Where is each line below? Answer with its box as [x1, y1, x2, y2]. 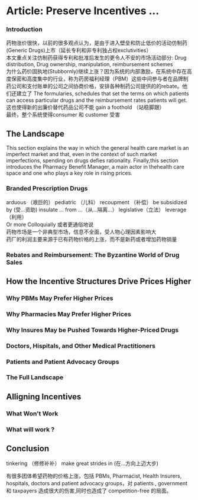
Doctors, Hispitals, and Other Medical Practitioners [6, 341, 155, 350]
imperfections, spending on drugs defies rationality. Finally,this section [6, 157, 178, 164]
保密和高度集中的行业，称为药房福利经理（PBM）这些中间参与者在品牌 [11, 75, 183, 82]
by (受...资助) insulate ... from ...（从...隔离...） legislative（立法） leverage [6, 206, 187, 213]
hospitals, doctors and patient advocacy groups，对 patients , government [6, 480, 188, 487]
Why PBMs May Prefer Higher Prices [6, 294, 113, 302]
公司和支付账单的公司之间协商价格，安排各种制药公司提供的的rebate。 [11, 83, 183, 90]
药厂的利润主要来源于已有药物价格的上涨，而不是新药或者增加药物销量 [6, 236, 177, 243]
